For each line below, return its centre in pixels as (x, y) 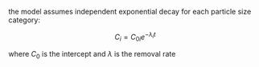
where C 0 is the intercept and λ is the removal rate (92, 55)
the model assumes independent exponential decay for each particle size (130, 12)
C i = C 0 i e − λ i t (135, 37)
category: (24, 20)
